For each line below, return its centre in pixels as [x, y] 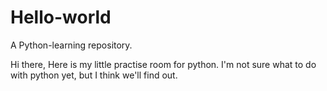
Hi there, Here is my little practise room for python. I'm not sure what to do [163, 64]
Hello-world [61, 17]
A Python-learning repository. [71, 45]
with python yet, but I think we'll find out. [94, 75]
